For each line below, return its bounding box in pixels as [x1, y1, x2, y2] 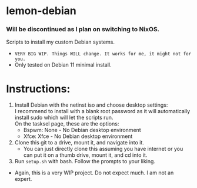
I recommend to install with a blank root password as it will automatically [14, 108, 191, 115]
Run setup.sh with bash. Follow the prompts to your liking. [14, 158, 156, 165]
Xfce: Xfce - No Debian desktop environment [23, 133, 133, 140]
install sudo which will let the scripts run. [14, 114, 113, 121]
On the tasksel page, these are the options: [14, 120, 119, 127]
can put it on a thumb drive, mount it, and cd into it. [23, 151, 148, 159]
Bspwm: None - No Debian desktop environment [23, 127, 141, 134]
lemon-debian [6, 4, 76, 18]
